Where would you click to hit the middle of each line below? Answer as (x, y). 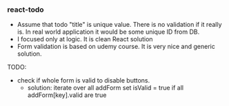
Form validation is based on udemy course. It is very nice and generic (116, 47)
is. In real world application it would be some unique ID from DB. (108, 32)
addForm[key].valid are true (67, 95)
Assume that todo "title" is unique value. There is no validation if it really (119, 25)
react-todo (26, 10)
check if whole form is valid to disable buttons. (83, 81)
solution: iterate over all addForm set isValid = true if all (106, 88)
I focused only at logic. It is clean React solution (85, 39)
